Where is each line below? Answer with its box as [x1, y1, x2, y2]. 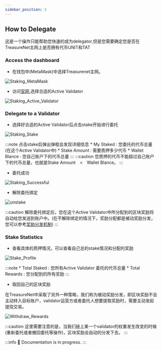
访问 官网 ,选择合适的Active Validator [12, 88, 83, 94]
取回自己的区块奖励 [12, 282, 51, 287]
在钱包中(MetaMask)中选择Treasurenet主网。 [12, 68, 103, 74]
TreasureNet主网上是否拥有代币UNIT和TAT [5, 45, 91, 50]
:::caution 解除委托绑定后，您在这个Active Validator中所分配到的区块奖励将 [5, 209, 154, 215]
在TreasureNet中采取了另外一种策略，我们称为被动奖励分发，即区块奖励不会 [5, 292, 158, 298]
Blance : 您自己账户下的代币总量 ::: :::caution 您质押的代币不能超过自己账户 [5, 154, 154, 159]
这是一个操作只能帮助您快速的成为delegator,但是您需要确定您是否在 [5, 38, 140, 44]
